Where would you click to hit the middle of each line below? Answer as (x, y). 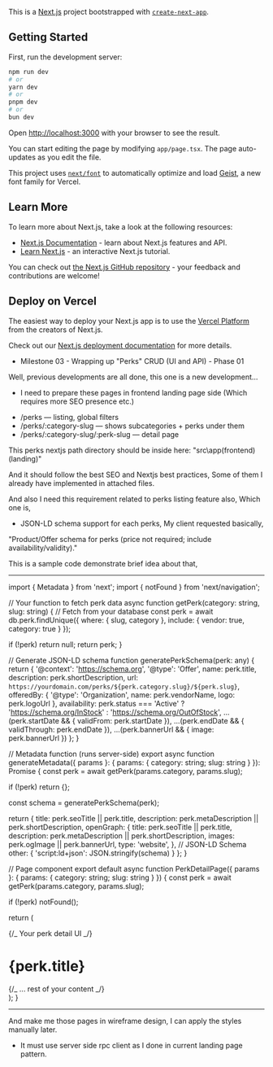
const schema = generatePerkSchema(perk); (84, 802)
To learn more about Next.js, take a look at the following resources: (121, 226)
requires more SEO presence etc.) (77, 401)
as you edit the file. (69, 157)
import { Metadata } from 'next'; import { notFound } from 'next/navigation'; (134, 587)
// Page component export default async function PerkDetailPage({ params (134, 868)
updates (22, 157)
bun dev (22, 117)
